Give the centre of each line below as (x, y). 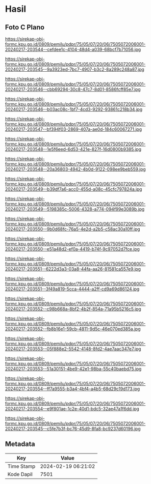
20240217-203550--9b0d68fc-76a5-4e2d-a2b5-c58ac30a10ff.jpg (73, 229)
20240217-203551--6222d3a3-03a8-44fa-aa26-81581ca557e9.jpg (73, 269)
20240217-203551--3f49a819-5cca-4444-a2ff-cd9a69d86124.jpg (72, 289)
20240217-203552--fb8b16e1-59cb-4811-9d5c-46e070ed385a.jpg (73, 329)
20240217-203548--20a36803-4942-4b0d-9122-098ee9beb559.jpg (75, 169)
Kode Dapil (20, 474)
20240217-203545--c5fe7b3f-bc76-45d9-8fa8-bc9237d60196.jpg (73, 429)
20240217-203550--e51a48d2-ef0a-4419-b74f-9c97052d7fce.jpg (72, 249)
